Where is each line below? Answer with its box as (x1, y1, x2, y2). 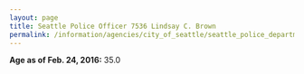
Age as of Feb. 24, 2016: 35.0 (9, 55, 121, 66)
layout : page (9, 13, 59, 23)
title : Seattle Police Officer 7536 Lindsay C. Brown (9, 22, 217, 31)
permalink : (9, 30, 51, 39)
